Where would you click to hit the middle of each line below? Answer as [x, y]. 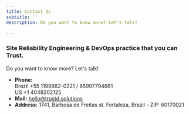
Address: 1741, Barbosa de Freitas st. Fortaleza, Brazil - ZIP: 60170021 [99, 105]
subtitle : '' [22, 17]
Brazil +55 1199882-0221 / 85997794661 [64, 86]
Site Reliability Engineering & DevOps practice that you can [92, 48]
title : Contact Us [28, 11]
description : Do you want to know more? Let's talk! [72, 22]
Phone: [23, 79]
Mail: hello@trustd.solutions [49, 98]
